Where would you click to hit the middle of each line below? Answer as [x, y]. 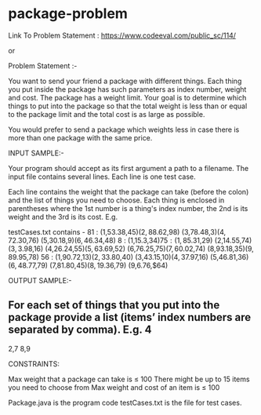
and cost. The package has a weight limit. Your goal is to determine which [127, 97]
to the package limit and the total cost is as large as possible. [107, 114]
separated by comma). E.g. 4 [80, 330]
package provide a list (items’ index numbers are [130, 317]
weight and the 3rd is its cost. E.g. [63, 217]
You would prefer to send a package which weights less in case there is [124, 129]
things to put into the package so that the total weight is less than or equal [128, 106]
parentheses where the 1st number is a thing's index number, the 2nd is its [128, 208]
